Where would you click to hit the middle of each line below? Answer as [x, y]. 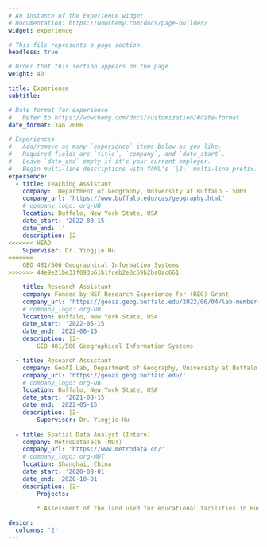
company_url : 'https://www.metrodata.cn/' [94, 449]
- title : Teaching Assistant [64, 184]
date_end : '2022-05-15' [62, 405]
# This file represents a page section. [76, 45]
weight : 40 [26, 74]
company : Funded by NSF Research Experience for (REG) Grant [126, 294]
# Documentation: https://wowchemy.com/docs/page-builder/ [108, 23]
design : [21, 523]
